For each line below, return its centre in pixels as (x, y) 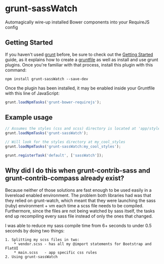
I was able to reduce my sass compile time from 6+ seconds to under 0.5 (79, 225)
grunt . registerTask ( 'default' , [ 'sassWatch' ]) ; (54, 155)
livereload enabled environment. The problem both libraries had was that (78, 195)
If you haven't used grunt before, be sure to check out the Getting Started (79, 54)
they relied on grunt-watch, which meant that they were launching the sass (81, 200)
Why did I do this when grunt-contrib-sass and (78, 171)
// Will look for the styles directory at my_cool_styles (65, 142)
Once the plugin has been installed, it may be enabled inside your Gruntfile (80, 88)
